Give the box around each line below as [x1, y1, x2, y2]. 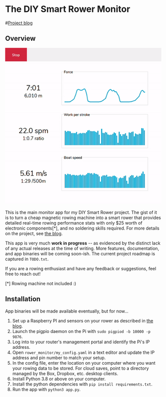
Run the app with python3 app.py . [12, 386, 81, 392]
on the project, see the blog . [5, 230, 63, 237]
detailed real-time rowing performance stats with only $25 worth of [5, 220, 143, 226]
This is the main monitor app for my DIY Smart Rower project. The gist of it [5, 209, 157, 215]
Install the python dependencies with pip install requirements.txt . [12, 381, 153, 387]
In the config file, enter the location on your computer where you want [12, 360, 156, 366]
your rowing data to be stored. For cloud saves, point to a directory [12, 365, 149, 371]
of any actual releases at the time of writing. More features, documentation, [5, 245, 160, 251]
